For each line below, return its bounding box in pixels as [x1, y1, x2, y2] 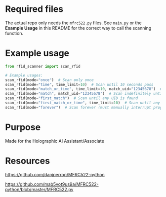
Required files [5, 3, 63, 15]
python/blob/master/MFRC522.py [5, 186, 74, 192]
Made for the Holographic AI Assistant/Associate [5, 138, 105, 144]
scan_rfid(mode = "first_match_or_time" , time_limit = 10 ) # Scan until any [5, 100, 161, 105]
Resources [5, 155, 50, 166]
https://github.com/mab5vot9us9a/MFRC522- [5, 181, 99, 187]
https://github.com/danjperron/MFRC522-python [5, 171, 105, 177]
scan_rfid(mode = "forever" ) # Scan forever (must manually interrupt [5, 105, 152, 110]
